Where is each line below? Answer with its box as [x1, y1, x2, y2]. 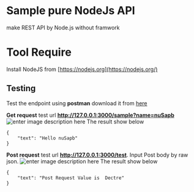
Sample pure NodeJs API [6, 4, 136, 18]
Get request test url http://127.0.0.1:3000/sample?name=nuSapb [6, 111, 174, 119]
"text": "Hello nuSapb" [17, 135, 78, 141]
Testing [6, 83, 36, 94]
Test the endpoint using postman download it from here [6, 99, 148, 107]
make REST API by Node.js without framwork [6, 24, 120, 31]
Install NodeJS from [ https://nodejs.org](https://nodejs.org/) [6, 65, 158, 73]
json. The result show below [6, 157, 158, 165]
